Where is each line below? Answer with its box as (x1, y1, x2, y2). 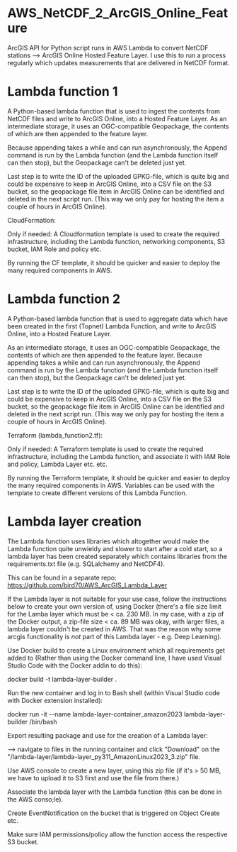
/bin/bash (29, 717, 58, 726)
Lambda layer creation (7, 514, 142, 529)
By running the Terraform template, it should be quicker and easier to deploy (7, 473, 231, 482)
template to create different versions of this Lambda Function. (7, 488, 187, 497)
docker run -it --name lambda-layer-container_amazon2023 (7, 709, 183, 718)
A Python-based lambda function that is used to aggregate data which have (7, 314, 229, 323)
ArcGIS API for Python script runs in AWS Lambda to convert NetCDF (7, 43, 209, 52)
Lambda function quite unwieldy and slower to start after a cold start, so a (7, 544, 223, 553)
